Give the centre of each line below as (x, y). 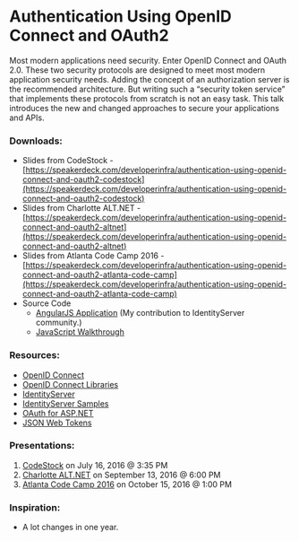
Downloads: (36, 141)
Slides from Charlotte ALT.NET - (81, 208)
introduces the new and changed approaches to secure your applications (145, 108)
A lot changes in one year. (70, 528)
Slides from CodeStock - (68, 161)
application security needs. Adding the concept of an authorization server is (149, 79)
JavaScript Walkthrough (80, 332)
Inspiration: (35, 507)
